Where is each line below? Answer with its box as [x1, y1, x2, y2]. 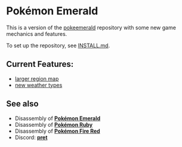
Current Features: [6, 59, 74, 69]
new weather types [14, 81, 63, 88]
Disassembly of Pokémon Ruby [14, 121, 93, 128]
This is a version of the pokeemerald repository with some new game [6, 24, 176, 31]
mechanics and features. [6, 30, 67, 37]
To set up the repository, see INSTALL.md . [6, 42, 110, 49]
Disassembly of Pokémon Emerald [14, 115, 101, 122]
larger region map [14, 75, 59, 82]
